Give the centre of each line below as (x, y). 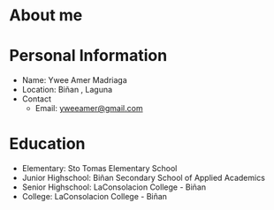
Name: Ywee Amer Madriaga (75, 80)
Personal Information (88, 56)
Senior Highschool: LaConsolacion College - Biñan (114, 187)
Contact (36, 99)
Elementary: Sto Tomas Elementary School (99, 169)
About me (46, 15)
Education (47, 144)
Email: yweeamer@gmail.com (89, 109)
